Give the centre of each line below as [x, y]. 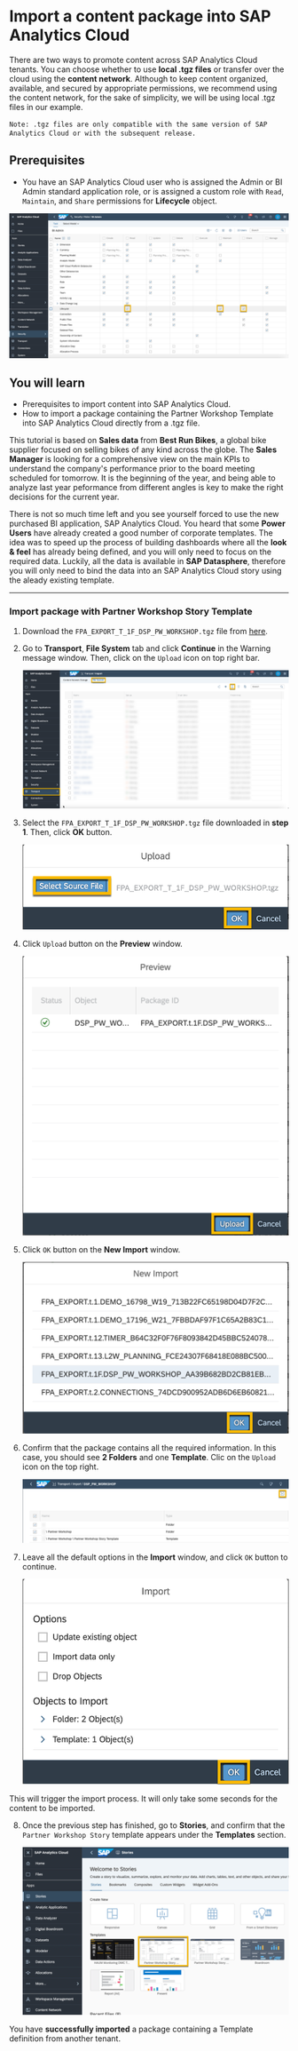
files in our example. [46, 107]
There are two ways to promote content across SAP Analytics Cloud [133, 60]
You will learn [47, 383]
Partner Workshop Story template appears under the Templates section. [154, 1835]
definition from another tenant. [65, 2039]
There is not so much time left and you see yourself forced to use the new [144, 514]
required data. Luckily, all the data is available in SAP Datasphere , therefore [148, 561]
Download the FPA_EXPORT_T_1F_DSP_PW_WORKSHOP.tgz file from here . [145, 631]
